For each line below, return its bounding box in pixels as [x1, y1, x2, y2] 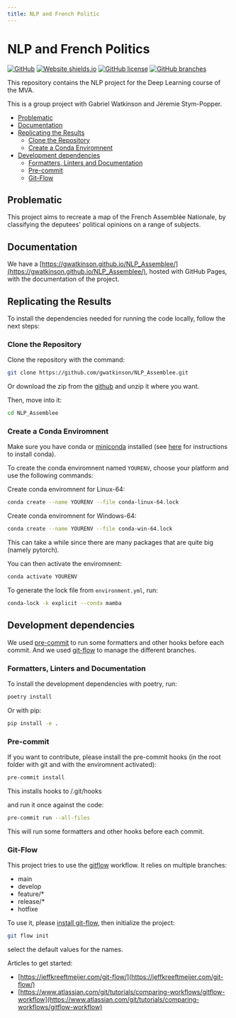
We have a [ [7, 260, 43, 268]
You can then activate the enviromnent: [7, 560, 122, 568]
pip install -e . [7, 719, 59, 727]
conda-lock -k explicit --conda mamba [7, 599, 122, 607]
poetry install [7, 693, 52, 700]
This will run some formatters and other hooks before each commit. [7, 827, 204, 836]
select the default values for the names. [7, 945, 123, 953]
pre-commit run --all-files [7, 814, 91, 821]
